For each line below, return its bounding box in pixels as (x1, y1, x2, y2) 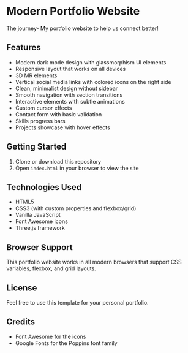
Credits (6, 317, 36, 327)
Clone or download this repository (15, 158, 102, 165)
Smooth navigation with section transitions (15, 91, 123, 99)
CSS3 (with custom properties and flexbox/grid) (15, 205, 137, 212)
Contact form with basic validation (15, 110, 102, 118)
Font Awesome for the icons (15, 333, 86, 340)
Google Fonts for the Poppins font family (15, 339, 118, 347)
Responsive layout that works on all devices (15, 65, 126, 72)
